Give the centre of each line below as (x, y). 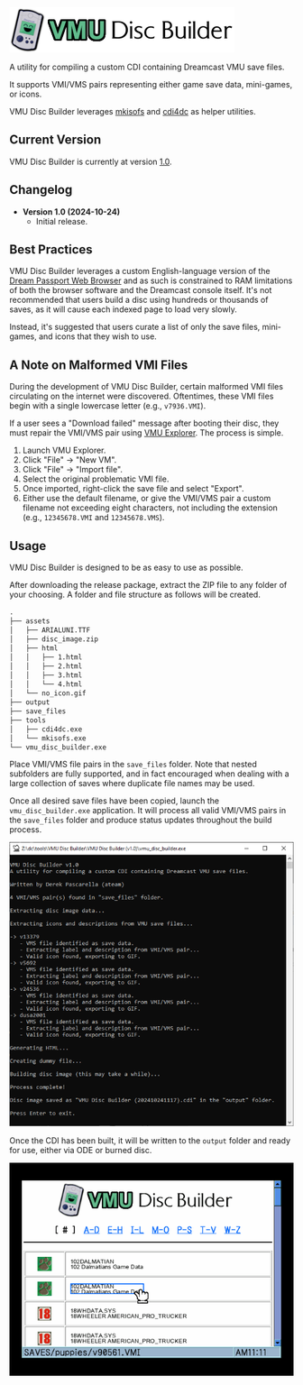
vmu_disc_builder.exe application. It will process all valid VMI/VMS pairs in (148, 811)
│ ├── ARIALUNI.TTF (50, 630)
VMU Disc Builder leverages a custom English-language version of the (140, 271)
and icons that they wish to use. (98, 336)
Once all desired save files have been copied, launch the (114, 801)
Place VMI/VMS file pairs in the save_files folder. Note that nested (133, 765)
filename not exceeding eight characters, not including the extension (150, 508)
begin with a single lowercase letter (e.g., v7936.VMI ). (108, 406)
